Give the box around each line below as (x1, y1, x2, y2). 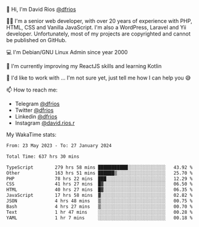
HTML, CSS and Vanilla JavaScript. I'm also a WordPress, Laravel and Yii (6, 24, 187, 31)
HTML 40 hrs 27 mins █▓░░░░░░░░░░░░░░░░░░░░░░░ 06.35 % (6, 187, 193, 193)
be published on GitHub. (6, 37, 67, 43)
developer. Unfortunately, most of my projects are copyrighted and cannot (6, 30, 191, 37)
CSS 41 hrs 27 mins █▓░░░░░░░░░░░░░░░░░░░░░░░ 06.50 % (6, 181, 193, 187)
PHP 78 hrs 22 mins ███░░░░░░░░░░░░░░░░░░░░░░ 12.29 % (6, 175, 193, 182)
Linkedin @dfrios (14, 113, 57, 120)
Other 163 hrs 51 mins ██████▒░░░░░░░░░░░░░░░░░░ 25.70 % (6, 170, 193, 176)
